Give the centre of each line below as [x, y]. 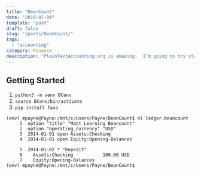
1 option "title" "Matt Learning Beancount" [77, 124]
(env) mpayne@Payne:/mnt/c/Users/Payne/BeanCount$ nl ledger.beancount [97, 118]
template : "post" [28, 23]
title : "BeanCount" [31, 12]
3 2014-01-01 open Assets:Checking [65, 134]
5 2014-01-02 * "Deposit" [53, 150]
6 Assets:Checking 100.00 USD [74, 155]
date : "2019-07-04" [31, 17]
